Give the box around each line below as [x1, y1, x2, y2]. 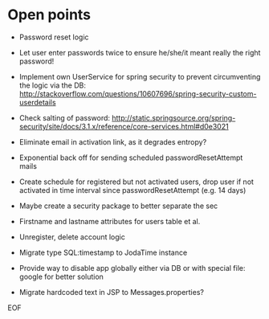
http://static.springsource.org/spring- [111, 112, 236, 122]
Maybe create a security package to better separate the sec [18, 201, 218, 211]
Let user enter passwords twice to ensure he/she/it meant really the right [18, 47, 261, 57]
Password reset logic [18, 32, 89, 42]
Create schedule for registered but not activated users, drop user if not [18, 177, 255, 186]
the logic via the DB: [18, 80, 86, 90]
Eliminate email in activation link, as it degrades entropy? [18, 137, 207, 146]
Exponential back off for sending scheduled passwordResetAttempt [18, 153, 243, 162]
